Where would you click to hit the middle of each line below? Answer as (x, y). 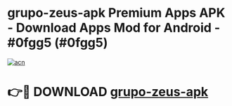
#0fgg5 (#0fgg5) (58, 43)
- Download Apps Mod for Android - (114, 28)
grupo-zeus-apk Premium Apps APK (116, 13)
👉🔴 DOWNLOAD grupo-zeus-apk (108, 92)
